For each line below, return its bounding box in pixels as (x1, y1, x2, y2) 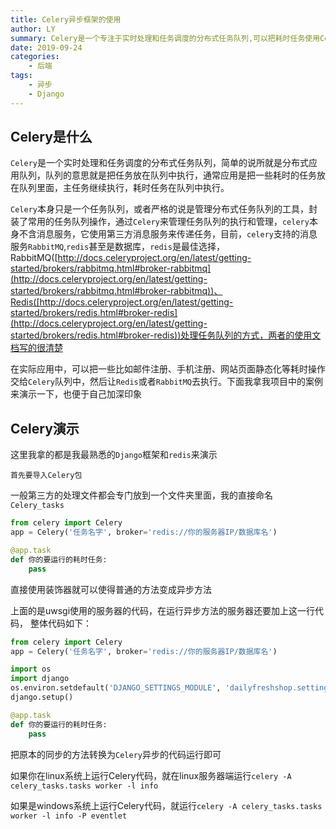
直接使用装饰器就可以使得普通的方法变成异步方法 (10, 583, 212, 595)
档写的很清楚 (10, 342, 63, 354)
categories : (10, 52, 60, 62)
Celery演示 (10, 420, 80, 437)
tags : (10, 71, 33, 81)
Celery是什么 (10, 129, 93, 146)
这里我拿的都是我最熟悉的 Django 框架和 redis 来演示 (10, 449, 218, 461)
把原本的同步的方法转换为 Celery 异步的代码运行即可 (10, 748, 222, 760)
